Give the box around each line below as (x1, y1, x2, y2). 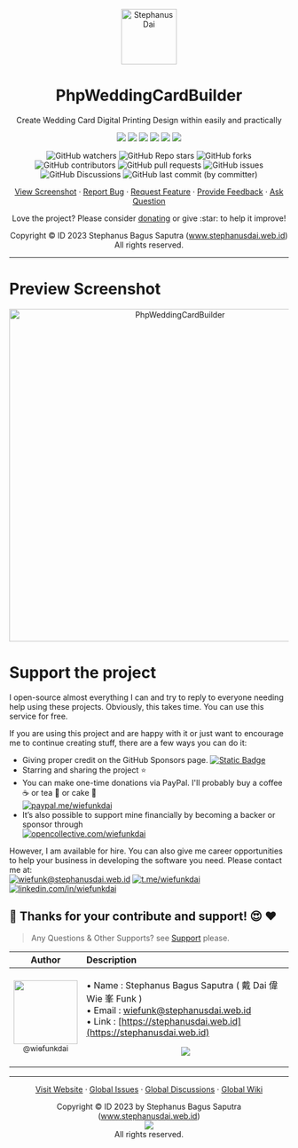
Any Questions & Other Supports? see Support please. (30, 932, 231, 943)
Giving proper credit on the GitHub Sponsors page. (21, 754, 208, 765)
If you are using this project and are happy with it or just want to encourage (9, 727, 284, 738)
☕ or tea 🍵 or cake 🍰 (21, 787, 98, 798)
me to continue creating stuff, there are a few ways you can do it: (9, 737, 247, 748)
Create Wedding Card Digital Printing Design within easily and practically (16, 114, 282, 125)
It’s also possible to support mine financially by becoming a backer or (21, 809, 276, 820)
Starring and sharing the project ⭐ (21, 764, 147, 775)
